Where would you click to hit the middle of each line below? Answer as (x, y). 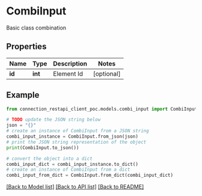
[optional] (107, 73)
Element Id (68, 73)
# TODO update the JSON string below (54, 120)
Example (23, 95)
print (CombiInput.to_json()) (43, 148)
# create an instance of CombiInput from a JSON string (78, 131)
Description (70, 63)
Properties (26, 47)
